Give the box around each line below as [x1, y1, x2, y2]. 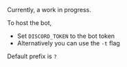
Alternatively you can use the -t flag [16, 39, 120, 47]
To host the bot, [7, 19, 52, 26]
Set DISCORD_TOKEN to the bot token [16, 32, 115, 40]
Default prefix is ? [7, 52, 57, 60]
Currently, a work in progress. [7, 6, 91, 14]
